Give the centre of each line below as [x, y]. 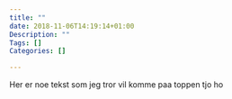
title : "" [28, 18]
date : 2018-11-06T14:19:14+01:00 [72, 26]
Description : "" [40, 34]
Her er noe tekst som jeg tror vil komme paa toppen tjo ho [116, 85]
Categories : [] [38, 51]
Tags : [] [26, 43]
